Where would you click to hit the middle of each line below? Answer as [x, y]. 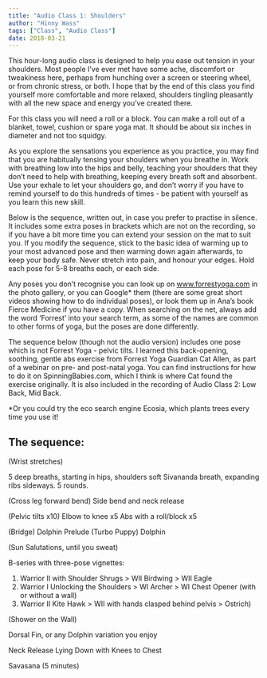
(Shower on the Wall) [43, 620]
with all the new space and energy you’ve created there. [101, 103]
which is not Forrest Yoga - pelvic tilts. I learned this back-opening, [118, 351]
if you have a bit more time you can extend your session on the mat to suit [130, 235]
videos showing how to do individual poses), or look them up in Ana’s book [131, 301]
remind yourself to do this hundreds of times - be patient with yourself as [128, 193]
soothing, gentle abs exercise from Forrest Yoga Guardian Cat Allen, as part [132, 359]
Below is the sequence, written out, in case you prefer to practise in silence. [133, 217]
